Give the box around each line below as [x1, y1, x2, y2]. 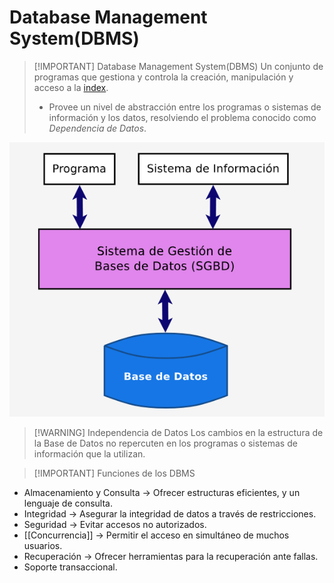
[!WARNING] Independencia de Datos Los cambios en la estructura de [33, 426, 324, 438]
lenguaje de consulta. [23, 497, 113, 509]
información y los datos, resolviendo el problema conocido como [48, 111, 317, 123]
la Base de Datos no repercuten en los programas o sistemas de [33, 437, 298, 449]
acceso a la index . [33, 81, 109, 93]
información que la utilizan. [33, 447, 146, 460]
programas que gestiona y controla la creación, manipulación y [33, 71, 294, 83]
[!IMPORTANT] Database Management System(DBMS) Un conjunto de [33, 60, 324, 72]
